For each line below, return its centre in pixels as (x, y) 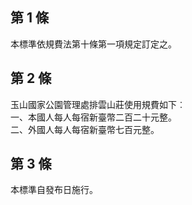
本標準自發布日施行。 (54, 190)
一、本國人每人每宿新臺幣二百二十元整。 (93, 117)
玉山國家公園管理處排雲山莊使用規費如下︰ (98, 104)
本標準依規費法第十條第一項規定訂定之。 (93, 44)
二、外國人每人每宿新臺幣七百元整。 (85, 129)
